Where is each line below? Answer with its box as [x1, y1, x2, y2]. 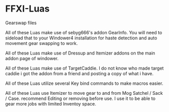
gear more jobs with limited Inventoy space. [5, 100, 97, 106]
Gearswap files [5, 20, 37, 26]
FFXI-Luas [5, 3, 50, 15]
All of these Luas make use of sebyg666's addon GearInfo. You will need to [5, 29, 162, 35]
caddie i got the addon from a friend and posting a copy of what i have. [5, 70, 154, 76]
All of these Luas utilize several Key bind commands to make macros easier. [5, 80, 163, 86]
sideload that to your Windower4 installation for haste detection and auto [5, 35, 157, 41]
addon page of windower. [5, 55, 59, 61]
